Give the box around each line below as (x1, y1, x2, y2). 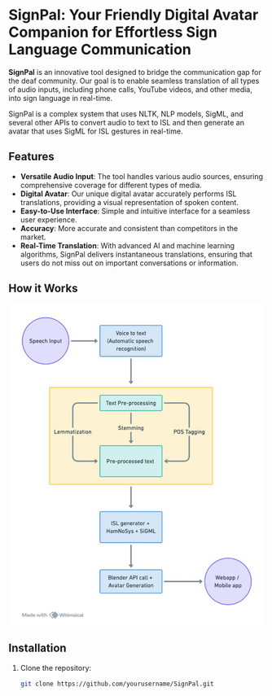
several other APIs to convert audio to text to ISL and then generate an (8, 117, 244, 127)
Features (8, 150, 55, 164)
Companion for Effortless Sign (8, 23, 217, 42)
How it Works (8, 282, 78, 295)
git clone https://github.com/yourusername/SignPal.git (20, 680, 214, 688)
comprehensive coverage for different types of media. (20, 180, 202, 190)
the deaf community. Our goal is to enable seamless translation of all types (8, 76, 260, 85)
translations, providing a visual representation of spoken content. (20, 197, 239, 207)
